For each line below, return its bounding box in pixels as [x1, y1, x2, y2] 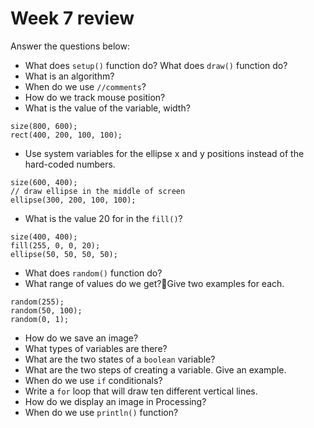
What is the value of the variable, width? [24, 102, 191, 114]
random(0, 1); [10, 314, 70, 324]
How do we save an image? [24, 332, 139, 344]
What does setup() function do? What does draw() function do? [24, 59, 288, 71]
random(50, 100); [10, 305, 83, 316]
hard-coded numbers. [24, 158, 116, 170]
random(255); [10, 297, 65, 307]
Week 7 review [10, 7, 135, 30]
